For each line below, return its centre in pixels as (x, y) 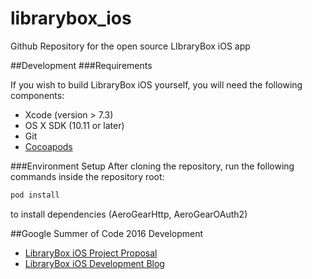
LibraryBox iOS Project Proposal (91, 253)
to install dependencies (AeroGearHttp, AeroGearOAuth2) (129, 214)
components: (37, 95)
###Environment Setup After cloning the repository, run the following (152, 166)
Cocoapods (48, 146)
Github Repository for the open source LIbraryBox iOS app (130, 46)
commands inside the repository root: (87, 176)
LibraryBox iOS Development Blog (94, 263)
